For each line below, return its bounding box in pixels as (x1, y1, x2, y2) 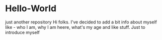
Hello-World (5, 3, 57, 14)
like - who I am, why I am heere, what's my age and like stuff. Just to (5, 24, 146, 30)
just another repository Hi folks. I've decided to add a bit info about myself (5, 19, 158, 25)
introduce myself (5, 29, 40, 35)
